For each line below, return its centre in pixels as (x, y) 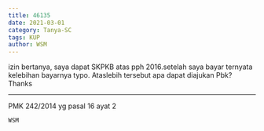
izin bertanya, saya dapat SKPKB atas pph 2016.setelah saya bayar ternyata (130, 67)
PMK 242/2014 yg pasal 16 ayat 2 (62, 106)
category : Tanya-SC (40, 30)
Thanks (20, 84)
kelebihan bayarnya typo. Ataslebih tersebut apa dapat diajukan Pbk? (120, 75)
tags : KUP (24, 37)
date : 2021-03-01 (37, 23)
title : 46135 (29, 15)
